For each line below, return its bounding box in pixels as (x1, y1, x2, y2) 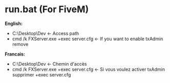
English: (5, 20, 23, 26)
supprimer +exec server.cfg (12, 71, 71, 77)
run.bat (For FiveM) (5, 4, 89, 15)
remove (12, 41, 29, 47)
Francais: (5, 51, 26, 57)
